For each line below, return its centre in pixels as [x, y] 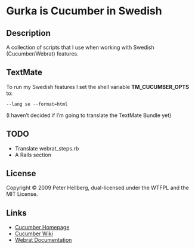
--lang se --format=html [37, 104]
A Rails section [33, 155]
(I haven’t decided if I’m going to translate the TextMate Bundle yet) [89, 115]
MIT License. [22, 194]
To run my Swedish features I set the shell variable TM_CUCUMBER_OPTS [98, 87]
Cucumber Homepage [42, 228]
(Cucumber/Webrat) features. [42, 54]
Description [28, 33]
